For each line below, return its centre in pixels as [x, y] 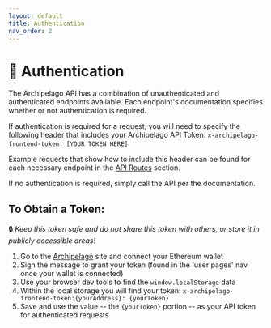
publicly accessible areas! [52, 241]
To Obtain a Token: [57, 209]
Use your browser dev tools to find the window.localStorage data [128, 282]
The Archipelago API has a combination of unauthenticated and [114, 93]
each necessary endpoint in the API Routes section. [94, 168]
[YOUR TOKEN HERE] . [98, 143]
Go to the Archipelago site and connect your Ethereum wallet [122, 257]
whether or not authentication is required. [78, 111]
